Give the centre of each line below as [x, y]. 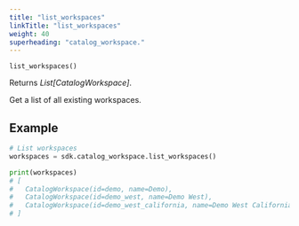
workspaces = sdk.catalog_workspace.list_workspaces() [113, 156]
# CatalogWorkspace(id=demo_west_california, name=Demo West [129, 206]
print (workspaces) [43, 172]
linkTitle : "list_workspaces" [65, 26]
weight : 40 [29, 34]
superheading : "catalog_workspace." [77, 42]
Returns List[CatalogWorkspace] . [70, 83]
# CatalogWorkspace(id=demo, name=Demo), [91, 189]
